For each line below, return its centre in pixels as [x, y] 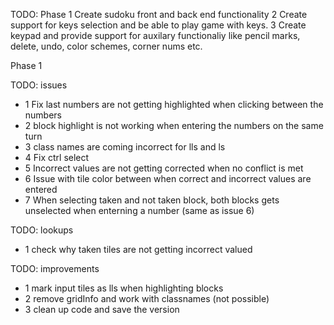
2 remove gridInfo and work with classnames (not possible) [147, 298]
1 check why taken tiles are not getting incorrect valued [138, 249]
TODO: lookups [42, 230]
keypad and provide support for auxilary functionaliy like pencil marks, [155, 35]
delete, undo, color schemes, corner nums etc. [106, 46]
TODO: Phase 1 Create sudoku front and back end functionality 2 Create [159, 14]
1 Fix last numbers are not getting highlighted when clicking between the [174, 104]
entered [41, 189]
